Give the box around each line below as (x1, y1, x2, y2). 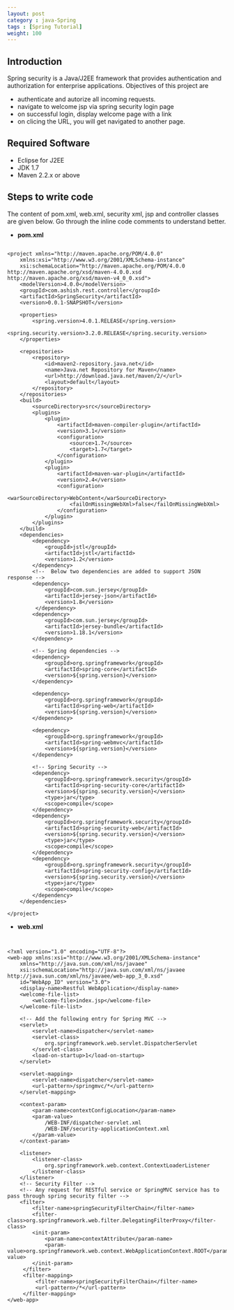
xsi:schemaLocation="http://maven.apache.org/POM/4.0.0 (19, 263, 186, 270)
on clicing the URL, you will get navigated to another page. (17, 117, 186, 126)
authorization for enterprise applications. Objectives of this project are (7, 82, 209, 90)
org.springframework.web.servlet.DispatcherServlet (44, 1040, 198, 1047)
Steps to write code (7, 191, 94, 203)
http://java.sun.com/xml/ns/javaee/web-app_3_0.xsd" (7, 972, 164, 980)
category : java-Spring (7, 17, 77, 24)
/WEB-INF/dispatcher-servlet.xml (44, 1119, 141, 1126)
